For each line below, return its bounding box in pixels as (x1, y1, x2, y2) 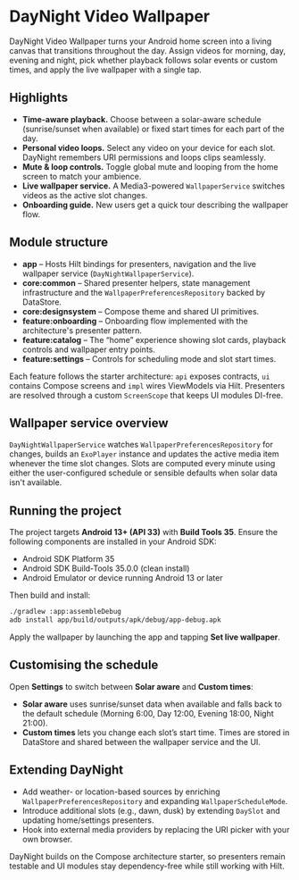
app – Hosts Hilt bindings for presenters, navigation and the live (21, 258, 257, 269)
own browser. (21, 834, 73, 844)
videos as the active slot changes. (21, 189, 148, 200)
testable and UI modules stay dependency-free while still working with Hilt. (9, 860, 286, 871)
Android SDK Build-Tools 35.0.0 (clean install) (21, 563, 190, 574)
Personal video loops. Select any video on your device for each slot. (21, 142, 276, 153)
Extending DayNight (9, 762, 123, 778)
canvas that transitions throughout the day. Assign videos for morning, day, (9, 45, 286, 55)
